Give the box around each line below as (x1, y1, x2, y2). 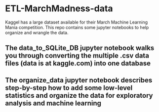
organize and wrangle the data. (5, 29, 69, 35)
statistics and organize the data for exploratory (5, 91, 153, 100)
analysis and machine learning (5, 99, 102, 107)
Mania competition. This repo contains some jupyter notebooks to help (5, 24, 149, 30)
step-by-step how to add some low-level (5, 84, 133, 92)
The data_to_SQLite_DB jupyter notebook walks (5, 44, 155, 52)
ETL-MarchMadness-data (5, 3, 113, 14)
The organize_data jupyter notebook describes (5, 76, 153, 84)
